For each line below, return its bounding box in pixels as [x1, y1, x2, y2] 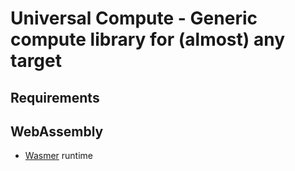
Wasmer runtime [24, 150, 93, 162]
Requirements [10, 89, 100, 106]
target [10, 50, 62, 72]
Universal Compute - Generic [10, 7, 258, 30]
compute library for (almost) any [10, 28, 286, 51]
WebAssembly [10, 123, 104, 140]
